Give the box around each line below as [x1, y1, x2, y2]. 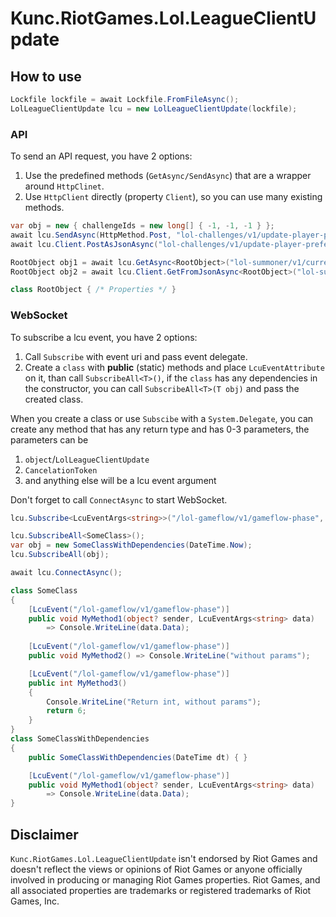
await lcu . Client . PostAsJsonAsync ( [10, 239, 159, 249]
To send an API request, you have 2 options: [10, 150, 193, 162]
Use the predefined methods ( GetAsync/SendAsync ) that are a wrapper [24, 170, 312, 182]
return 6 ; [46, 706, 87, 716]
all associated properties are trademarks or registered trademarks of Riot [10, 885, 312, 897]
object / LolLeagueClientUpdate [24, 453, 150, 465]
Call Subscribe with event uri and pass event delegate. [24, 350, 248, 362]
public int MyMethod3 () [28, 678, 128, 688]
